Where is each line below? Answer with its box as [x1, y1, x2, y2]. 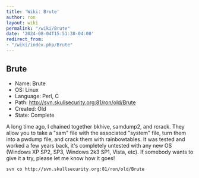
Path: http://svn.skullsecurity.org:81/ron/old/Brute [14, 99, 136, 106]
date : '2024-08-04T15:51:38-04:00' [6, 31, 94, 37]
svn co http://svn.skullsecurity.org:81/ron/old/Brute [6, 166, 145, 172]
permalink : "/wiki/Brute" [6, 25, 70, 32]
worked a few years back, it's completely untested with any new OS [6, 142, 172, 149]
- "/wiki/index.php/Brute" [6, 42, 73, 48]
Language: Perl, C [14, 92, 59, 99]
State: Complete [14, 111, 55, 118]
